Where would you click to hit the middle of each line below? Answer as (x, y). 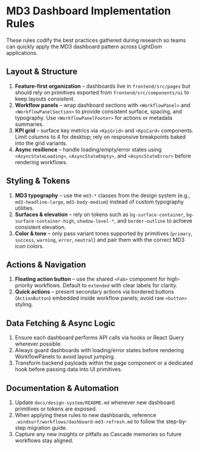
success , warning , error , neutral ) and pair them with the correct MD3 (100, 239)
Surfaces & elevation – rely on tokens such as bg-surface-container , (100, 214)
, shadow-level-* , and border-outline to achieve (133, 221)
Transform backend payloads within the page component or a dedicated (104, 363)
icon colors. (29, 246)
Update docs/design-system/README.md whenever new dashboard (95, 402)
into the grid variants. (41, 143)
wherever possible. (38, 344)
